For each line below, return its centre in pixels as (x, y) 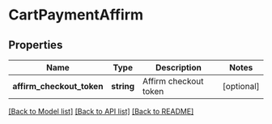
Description (178, 68)
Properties (36, 45)
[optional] (241, 86)
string (123, 86)
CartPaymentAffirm (76, 15)
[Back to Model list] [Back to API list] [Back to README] (101, 111)
